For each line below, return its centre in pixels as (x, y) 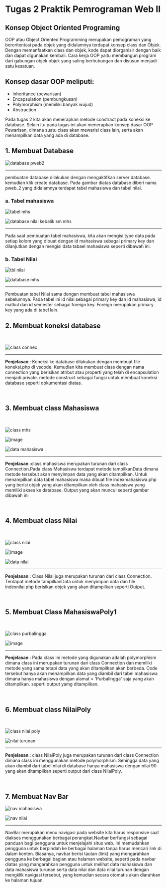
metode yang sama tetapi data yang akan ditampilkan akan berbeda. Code (81, 668)
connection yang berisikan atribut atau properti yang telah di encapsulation (82, 372)
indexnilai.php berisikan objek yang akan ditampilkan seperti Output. (75, 587)
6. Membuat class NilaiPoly (48, 709)
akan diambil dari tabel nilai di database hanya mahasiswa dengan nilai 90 (81, 766)
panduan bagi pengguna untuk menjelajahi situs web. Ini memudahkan (77, 843)
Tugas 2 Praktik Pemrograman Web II (83, 9)
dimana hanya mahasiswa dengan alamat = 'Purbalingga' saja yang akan (80, 679)
